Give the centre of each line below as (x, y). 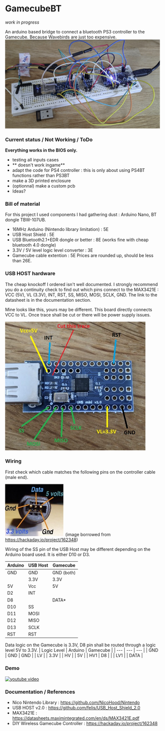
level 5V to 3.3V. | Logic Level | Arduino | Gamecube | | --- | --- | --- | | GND (82, 650)
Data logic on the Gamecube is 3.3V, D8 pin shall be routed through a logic (81, 645)
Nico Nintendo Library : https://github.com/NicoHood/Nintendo (76, 702)
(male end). (17, 477)
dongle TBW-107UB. (26, 220)
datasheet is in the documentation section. (48, 300)
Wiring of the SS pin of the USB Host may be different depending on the (78, 549)
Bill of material (23, 204)
